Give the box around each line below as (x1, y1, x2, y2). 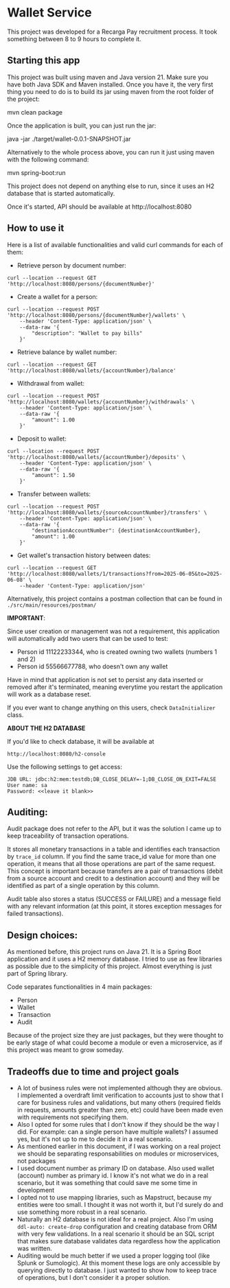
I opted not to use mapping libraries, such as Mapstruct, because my (16, 1193, 212, 1202)
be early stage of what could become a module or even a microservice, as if (7, 1038, 223, 1047)
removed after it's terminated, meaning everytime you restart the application (7, 683, 223, 691)
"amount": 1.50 (32, 471, 76, 478)
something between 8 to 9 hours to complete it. (7, 34, 142, 43)
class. (7, 710, 24, 718)
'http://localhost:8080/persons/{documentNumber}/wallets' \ (7, 312, 186, 318)
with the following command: (7, 155, 89, 163)
